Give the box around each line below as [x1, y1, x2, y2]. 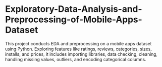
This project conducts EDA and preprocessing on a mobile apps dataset [5, 40, 152, 46]
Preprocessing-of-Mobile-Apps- [5, 14, 143, 25]
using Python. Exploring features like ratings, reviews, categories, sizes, [5, 46, 152, 52]
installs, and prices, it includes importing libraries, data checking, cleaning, [5, 51, 158, 57]
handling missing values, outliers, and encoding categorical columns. [5, 56, 146, 62]
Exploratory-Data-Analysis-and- [5, 3, 142, 15]
